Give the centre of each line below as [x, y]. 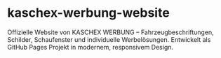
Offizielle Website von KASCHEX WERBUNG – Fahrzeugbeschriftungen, [110, 32]
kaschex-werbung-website [88, 13]
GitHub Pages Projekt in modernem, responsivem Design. [91, 47]
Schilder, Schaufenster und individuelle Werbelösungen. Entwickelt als [109, 39]
